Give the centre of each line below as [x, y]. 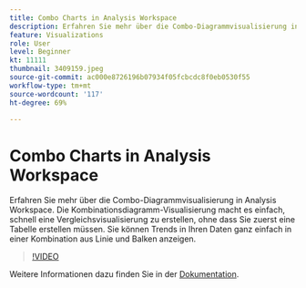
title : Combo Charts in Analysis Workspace [93, 18]
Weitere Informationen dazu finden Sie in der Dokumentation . [124, 274]
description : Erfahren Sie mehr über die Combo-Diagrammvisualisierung [148, 26]
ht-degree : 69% [38, 103]
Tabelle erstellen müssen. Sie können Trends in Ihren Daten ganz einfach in [151, 230]
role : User [30, 43]
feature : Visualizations [56, 35]
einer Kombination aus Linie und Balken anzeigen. [103, 239]
